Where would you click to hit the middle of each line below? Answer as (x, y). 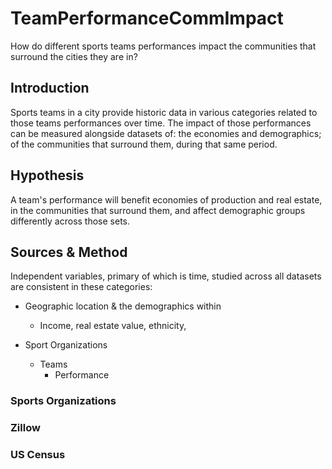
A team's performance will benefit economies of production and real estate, (166, 199)
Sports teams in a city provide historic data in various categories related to (164, 112)
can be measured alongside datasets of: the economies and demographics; (166, 133)
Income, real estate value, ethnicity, (113, 326)
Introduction (50, 88)
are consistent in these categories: (81, 287)
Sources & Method (69, 252)
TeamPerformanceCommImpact (147, 18)
